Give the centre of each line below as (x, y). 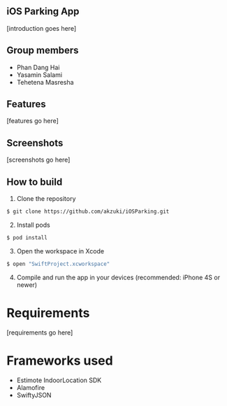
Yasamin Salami (39, 75)
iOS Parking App (43, 12)
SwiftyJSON (34, 395)
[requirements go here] (40, 332)
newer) (27, 285)
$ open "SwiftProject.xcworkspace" (58, 264)
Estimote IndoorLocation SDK (59, 380)
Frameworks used (60, 360)
